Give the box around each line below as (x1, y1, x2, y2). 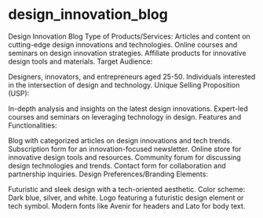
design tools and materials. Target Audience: (8, 57, 153, 66)
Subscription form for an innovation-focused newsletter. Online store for (8, 144, 242, 153)
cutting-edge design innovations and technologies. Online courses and (8, 39, 238, 49)
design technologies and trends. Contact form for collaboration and (8, 161, 226, 170)
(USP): (8, 88, 30, 98)
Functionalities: (8, 120, 57, 130)
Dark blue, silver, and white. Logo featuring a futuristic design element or (8, 193, 244, 202)
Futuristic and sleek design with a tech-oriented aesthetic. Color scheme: (8, 184, 246, 194)
